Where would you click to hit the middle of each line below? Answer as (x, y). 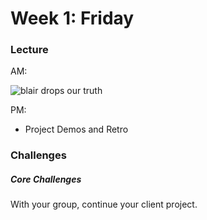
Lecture (29, 50)
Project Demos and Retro (76, 129)
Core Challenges (46, 179)
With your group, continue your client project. (104, 204)
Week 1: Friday (72, 18)
